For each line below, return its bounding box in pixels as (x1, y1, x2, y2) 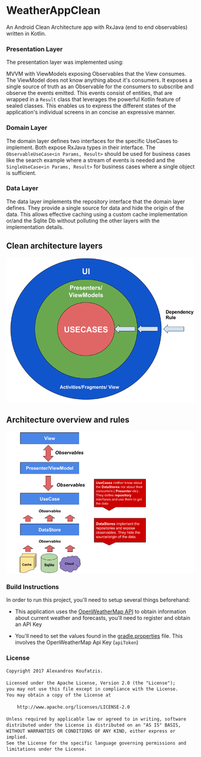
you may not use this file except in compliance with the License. (6, 686, 179, 692)
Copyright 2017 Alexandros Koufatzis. (6, 668, 103, 674)
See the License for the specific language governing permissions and (6, 740, 187, 746)
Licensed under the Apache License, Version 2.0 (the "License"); (6, 680, 176, 686)
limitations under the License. (6, 746, 87, 752)
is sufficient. (6, 169, 37, 176)
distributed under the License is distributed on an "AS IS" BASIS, (6, 722, 181, 728)
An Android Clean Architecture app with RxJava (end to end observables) (6, 23, 188, 31)
